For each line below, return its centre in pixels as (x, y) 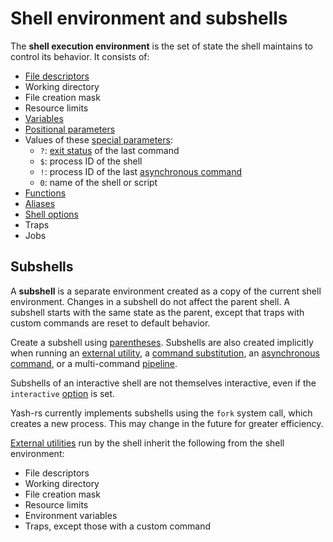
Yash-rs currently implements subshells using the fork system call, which (161, 413)
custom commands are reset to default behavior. (110, 323)
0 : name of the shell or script (98, 182)
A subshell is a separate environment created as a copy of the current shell (166, 291)
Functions (45, 193)
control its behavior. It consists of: (80, 56)
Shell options (51, 214)
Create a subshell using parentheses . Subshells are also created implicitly (162, 342)
